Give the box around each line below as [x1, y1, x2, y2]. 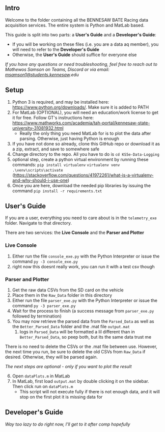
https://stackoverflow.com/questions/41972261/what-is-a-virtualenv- [14, 172, 154, 178]
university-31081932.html [12, 125, 64, 131]
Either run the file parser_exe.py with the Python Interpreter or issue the [12, 297, 158, 304]
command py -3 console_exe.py [12, 258, 78, 264]
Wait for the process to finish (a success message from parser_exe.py [12, 308, 154, 314]
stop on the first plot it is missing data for [19, 394, 103, 400]
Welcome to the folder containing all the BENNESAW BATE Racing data [5, 17, 148, 23]
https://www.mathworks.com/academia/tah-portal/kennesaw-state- [12, 120, 150, 126]
